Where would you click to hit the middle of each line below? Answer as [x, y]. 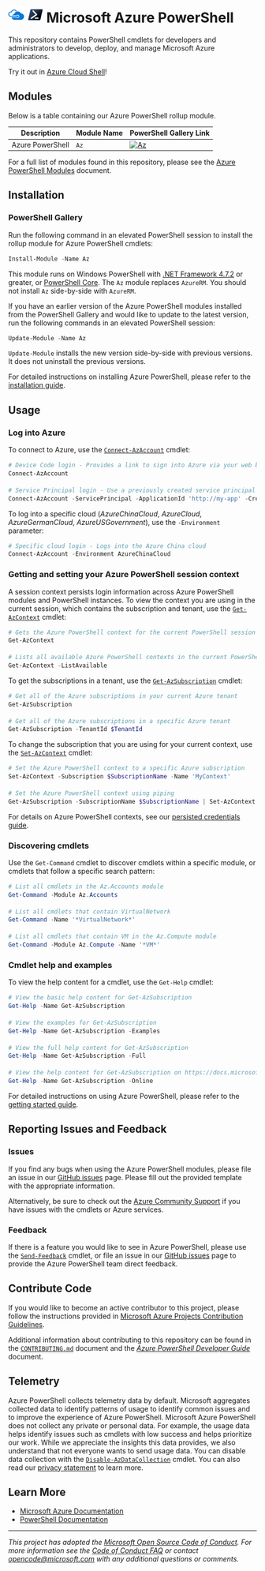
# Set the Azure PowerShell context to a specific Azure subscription [127, 768]
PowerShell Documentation [64, 1520]
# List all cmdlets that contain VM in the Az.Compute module [112, 937]
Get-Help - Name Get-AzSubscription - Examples [84, 1031]
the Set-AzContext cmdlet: [50, 753]
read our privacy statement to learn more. [76, 1468]
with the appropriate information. [62, 1186]
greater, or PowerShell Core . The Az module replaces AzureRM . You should [127, 282]
